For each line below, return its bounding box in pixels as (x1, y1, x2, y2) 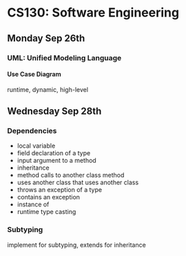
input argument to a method (17, 157, 96, 165)
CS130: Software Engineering (7, 5, 180, 21)
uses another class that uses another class (17, 178, 139, 187)
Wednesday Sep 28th (7, 106, 102, 117)
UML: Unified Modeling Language (7, 53, 122, 63)
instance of (17, 200, 50, 208)
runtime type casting (17, 208, 76, 216)
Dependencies (7, 126, 57, 136)
